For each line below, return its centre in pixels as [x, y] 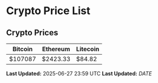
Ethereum [56, 49]
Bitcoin [23, 49]
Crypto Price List [48, 11]
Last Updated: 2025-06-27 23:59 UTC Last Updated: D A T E [79, 74]
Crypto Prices [32, 33]
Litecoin [88, 49]
